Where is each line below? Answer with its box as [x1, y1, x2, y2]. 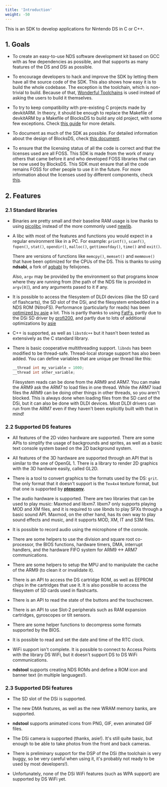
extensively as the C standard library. [12, 335, 89, 341]
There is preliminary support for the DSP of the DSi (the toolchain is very [12, 751, 162, 757]
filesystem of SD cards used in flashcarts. [12, 588, 99, 594]
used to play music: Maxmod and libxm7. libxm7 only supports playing [12, 501, 156, 507]
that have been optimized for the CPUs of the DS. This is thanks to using [12, 258, 161, 264]
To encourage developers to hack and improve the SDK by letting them [12, 73, 159, 80]
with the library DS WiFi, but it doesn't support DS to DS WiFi [12, 652, 138, 658]
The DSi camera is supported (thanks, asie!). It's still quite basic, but [12, 736, 153, 742]
